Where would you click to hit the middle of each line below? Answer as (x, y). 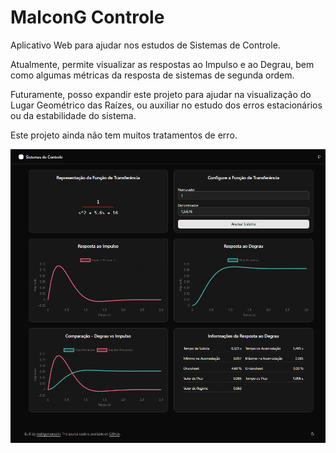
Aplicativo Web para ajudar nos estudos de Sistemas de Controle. (145, 45)
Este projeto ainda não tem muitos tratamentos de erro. (124, 135)
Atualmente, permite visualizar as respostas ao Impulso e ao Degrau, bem (162, 64)
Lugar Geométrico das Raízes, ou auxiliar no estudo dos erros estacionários (166, 105)
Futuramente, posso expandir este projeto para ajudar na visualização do (161, 94)
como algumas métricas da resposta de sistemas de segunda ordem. (152, 75)
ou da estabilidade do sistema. (73, 115)
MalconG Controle (87, 17)
